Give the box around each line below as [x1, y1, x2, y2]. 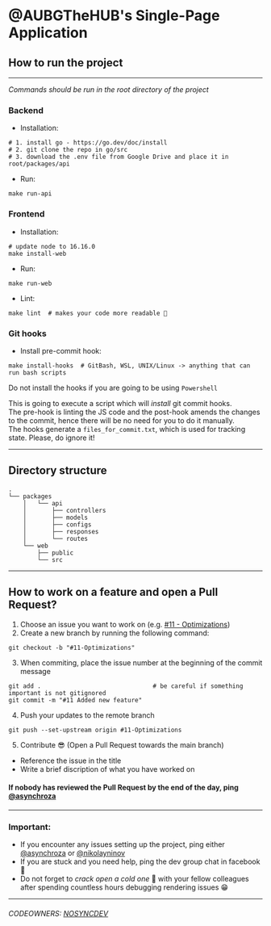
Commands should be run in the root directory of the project [8, 85, 210, 94]
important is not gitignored [8, 689, 106, 697]
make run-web [8, 279, 52, 287]
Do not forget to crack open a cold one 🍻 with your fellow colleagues [19, 874, 249, 884]
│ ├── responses [23, 527, 99, 535]
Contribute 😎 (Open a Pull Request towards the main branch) [19, 740, 224, 749]
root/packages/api [8, 160, 70, 168]
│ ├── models [23, 513, 89, 522]
